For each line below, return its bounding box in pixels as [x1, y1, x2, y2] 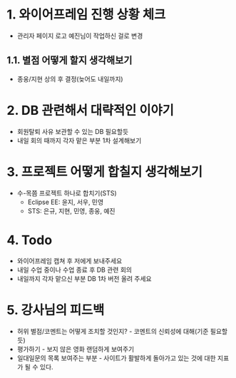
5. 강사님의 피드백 [6, 302, 105, 318]
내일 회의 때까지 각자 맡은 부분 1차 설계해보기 [16, 136, 142, 145]
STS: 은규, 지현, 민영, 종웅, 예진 [27, 206, 116, 215]
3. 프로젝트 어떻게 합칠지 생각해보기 [6, 163, 202, 180]
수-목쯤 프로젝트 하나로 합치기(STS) [16, 188, 117, 197]
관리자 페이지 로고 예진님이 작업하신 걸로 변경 [16, 31, 143, 40]
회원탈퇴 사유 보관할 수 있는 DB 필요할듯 [16, 127, 129, 136]
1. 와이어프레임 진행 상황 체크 [6, 6, 166, 23]
